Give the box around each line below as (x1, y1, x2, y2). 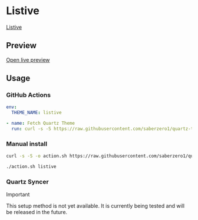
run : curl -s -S (11, 126, 51, 132)
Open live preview (6, 56, 50, 63)
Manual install (6, 139, 48, 148)
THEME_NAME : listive (11, 110, 62, 116)
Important (6, 191, 30, 198)
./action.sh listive (6, 164, 57, 170)
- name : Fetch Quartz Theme (6, 121, 75, 126)
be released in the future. (6, 209, 68, 216)
